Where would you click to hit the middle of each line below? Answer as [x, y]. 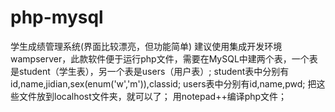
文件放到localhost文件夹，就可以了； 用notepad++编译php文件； [153, 96]
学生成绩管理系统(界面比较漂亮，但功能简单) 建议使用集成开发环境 [146, 46]
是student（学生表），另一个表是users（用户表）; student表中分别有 [150, 71]
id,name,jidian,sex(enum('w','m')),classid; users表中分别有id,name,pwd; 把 [163, 83]
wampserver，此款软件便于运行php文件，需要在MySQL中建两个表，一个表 [164, 58]
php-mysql [57, 17]
